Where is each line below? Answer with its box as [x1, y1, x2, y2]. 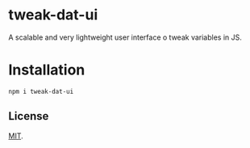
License [8, 109, 49, 123]
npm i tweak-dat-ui [8, 87, 74, 95]
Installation [8, 61, 85, 79]
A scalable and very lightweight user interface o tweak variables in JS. [8, 32, 242, 42]
